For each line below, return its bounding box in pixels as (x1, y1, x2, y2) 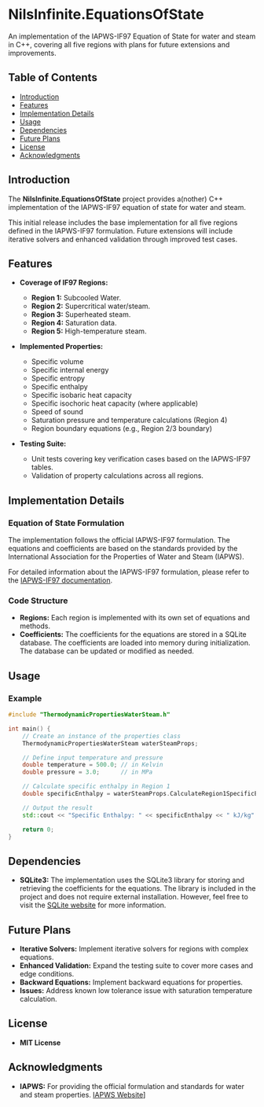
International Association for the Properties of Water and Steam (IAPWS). (8, 552, 245, 561)
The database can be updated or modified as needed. (19, 646, 195, 656)
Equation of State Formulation (8, 517, 125, 528)
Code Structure (8, 595, 68, 606)
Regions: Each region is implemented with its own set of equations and (19, 613, 250, 623)
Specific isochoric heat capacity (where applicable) (31, 399, 199, 408)
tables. (31, 462, 53, 473)
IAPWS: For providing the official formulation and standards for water (19, 1081, 245, 1090)
